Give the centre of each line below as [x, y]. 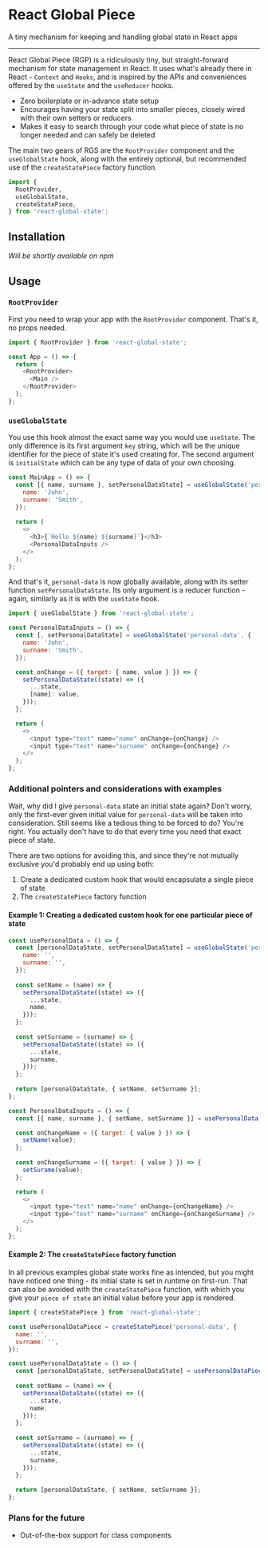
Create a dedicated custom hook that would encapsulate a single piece [136, 880]
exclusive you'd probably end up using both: [81, 864]
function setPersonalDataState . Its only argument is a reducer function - [127, 590]
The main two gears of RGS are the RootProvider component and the [122, 150]
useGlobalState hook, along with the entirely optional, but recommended [127, 158]
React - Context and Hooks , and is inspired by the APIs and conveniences [128, 77]
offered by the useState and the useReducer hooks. [91, 85]
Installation [37, 236]
